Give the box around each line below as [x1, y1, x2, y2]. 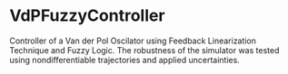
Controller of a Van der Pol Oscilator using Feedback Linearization [9, 35, 257, 46]
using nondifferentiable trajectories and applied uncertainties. [9, 54, 241, 65]
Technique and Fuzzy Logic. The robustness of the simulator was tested [9, 44, 280, 55]
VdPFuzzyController [9, 5, 165, 26]
